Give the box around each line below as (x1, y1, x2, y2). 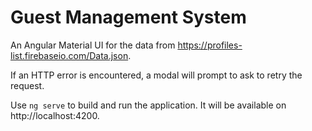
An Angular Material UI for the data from (10, 39, 176, 51)
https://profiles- (177, 39, 243, 51)
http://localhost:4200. (10, 109, 100, 121)
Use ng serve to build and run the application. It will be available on (10, 99, 287, 111)
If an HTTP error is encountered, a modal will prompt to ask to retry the (10, 69, 303, 81)
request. (10, 79, 45, 91)
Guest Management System (10, 6, 247, 29)
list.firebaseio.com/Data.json (10, 49, 129, 61)
